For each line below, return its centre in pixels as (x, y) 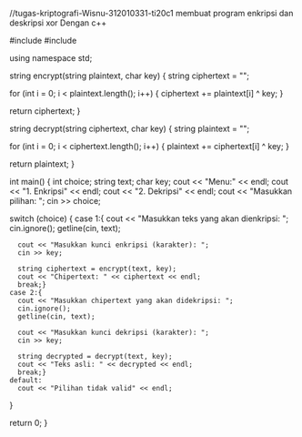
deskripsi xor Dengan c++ (58, 23)
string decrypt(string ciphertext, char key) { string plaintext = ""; (130, 128)
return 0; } (29, 423)
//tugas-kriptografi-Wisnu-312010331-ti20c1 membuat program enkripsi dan (151, 13)
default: (26, 381)
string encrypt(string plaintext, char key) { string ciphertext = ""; (130, 76)
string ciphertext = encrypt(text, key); (97, 269)
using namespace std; (51, 58)
